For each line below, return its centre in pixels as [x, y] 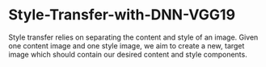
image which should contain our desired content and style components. [128, 54]
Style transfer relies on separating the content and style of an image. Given [133, 37]
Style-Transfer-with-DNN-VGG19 [122, 15]
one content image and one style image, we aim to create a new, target [127, 45]
